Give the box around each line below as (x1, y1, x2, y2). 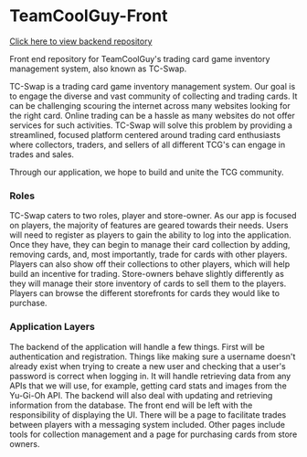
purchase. (9, 298, 48, 309)
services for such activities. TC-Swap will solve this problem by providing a (9, 120, 292, 131)
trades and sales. (9, 148, 75, 160)
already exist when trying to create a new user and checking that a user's (9, 360, 286, 371)
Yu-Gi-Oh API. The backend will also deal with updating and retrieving (9, 389, 273, 400)
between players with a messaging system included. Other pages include (9, 419, 286, 430)
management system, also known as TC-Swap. (9, 63, 187, 74)
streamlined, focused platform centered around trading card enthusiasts (9, 129, 281, 140)
